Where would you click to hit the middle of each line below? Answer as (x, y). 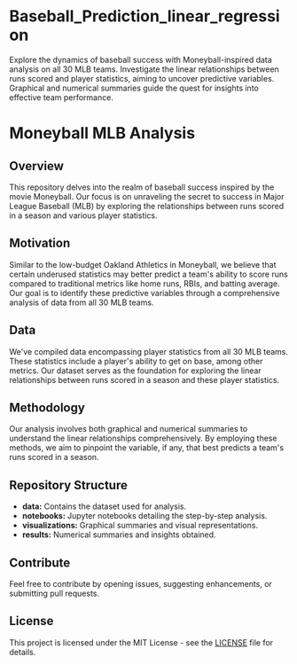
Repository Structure (69, 485)
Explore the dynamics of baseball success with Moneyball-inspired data (141, 59)
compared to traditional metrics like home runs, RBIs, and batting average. (145, 283)
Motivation (40, 243)
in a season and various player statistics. (83, 215)
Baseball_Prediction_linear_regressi (145, 16)
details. (23, 652)
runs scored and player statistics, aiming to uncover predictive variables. (142, 78)
